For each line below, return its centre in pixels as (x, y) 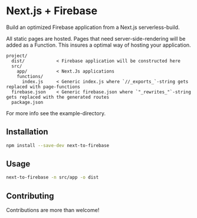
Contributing (30, 196)
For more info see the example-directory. (56, 113)
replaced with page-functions (43, 87)
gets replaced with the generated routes (58, 97)
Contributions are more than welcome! (53, 210)
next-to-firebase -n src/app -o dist (52, 178)
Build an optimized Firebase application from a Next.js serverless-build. (93, 27)
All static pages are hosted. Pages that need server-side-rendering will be (96, 38)
